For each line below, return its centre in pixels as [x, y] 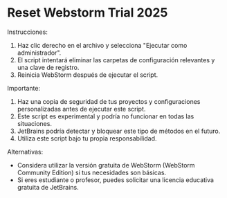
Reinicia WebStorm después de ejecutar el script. [88, 75]
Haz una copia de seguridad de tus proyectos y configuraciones [109, 101]
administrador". [39, 53]
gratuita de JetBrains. [48, 187]
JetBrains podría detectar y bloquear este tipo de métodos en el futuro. [119, 131]
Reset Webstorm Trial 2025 [88, 13]
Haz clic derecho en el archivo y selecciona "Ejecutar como [102, 45]
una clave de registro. [48, 67]
